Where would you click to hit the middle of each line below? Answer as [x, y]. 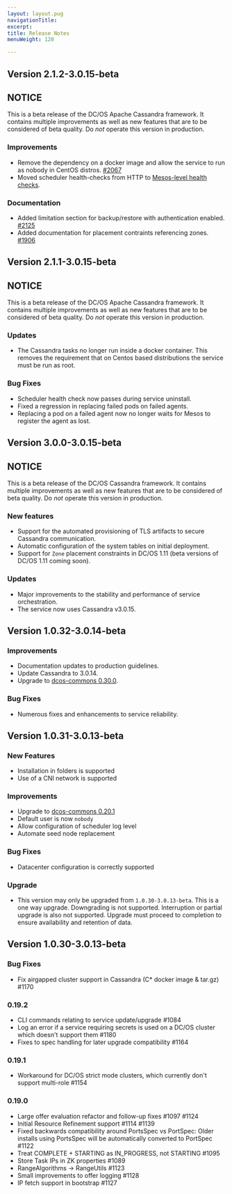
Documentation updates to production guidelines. [88, 666]
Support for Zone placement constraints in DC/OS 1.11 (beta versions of [118, 553]
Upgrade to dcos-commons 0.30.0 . [68, 681]
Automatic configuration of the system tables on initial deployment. [113, 546]
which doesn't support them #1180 [67, 1035]
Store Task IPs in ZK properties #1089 [71, 1161]
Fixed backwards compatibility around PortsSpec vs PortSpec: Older [115, 1131]
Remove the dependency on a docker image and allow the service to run [121, 162]
